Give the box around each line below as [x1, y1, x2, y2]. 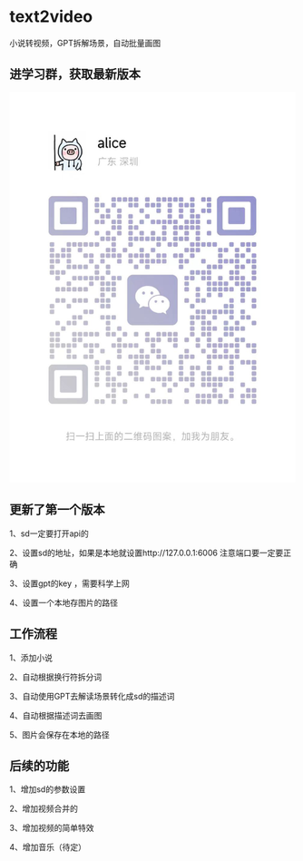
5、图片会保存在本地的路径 [9, 729, 111, 740]
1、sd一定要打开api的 [9, 528, 89, 539]
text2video [9, 6, 93, 27]
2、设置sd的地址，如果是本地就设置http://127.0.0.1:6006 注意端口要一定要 [9, 547, 284, 558]
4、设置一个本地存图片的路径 [9, 597, 119, 608]
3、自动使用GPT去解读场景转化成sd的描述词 [9, 690, 175, 701]
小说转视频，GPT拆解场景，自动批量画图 [9, 37, 161, 48]
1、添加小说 [9, 651, 53, 663]
